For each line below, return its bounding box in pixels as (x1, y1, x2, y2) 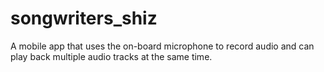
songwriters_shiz (10, 7, 158, 30)
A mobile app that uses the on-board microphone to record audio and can (10, 40, 315, 52)
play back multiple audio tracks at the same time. (10, 50, 213, 62)
